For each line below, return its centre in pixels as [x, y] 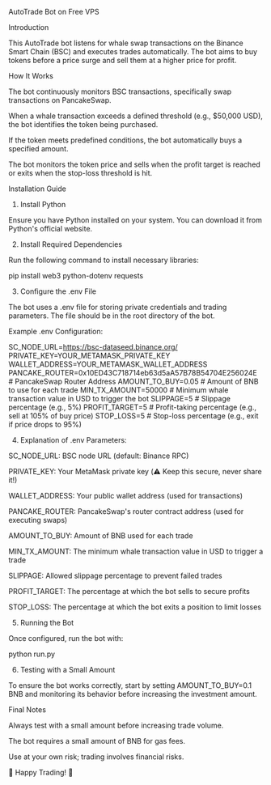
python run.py [32, 654]
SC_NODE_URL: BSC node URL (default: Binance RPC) [99, 456]
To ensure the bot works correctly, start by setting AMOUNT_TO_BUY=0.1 [130, 685]
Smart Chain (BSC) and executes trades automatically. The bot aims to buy [133, 51]
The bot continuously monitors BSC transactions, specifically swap [120, 91]
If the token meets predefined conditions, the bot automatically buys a [125, 140]
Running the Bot [47, 623]
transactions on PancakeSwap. [60, 100]
